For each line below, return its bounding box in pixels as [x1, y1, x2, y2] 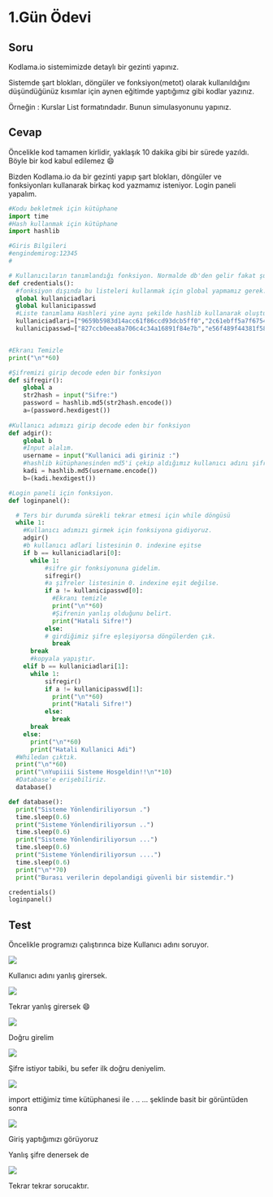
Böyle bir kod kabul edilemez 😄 [8, 155, 115, 166]
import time [8, 212, 49, 220]
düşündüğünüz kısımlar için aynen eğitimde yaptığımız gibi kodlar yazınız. [8, 86, 254, 96]
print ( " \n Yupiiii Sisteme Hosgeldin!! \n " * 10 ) [15, 768, 173, 776]
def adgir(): [8, 429, 53, 437]
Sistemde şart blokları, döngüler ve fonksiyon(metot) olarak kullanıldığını [8, 78, 250, 87]
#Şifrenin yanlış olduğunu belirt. [51, 609, 173, 618]
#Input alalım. [23, 444, 75, 453]
